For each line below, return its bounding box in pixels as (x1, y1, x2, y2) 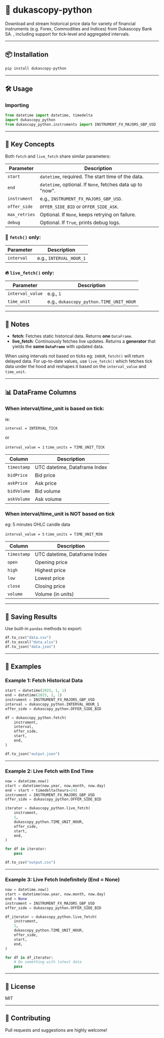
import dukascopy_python (5, 118, 56, 123)
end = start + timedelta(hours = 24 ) (5, 788, 78, 793)
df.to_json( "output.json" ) (5, 751, 60, 756)
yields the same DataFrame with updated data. (12, 344, 104, 349)
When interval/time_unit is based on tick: (5, 405, 105, 412)
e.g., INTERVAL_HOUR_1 (37, 255, 86, 262)
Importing (5, 101, 29, 108)
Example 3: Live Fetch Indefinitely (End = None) (5, 876, 120, 883)
